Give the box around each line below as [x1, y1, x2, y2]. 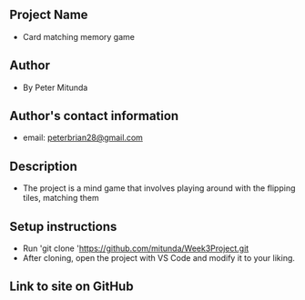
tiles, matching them [22, 193, 99, 204]
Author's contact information [9, 108, 179, 124]
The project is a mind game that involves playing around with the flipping [22, 183, 296, 194]
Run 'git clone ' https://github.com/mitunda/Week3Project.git [22, 243, 249, 254]
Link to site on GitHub [9, 279, 134, 295]
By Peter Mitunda [22, 82, 88, 93]
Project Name [9, 7, 88, 23]
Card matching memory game [22, 31, 135, 42]
